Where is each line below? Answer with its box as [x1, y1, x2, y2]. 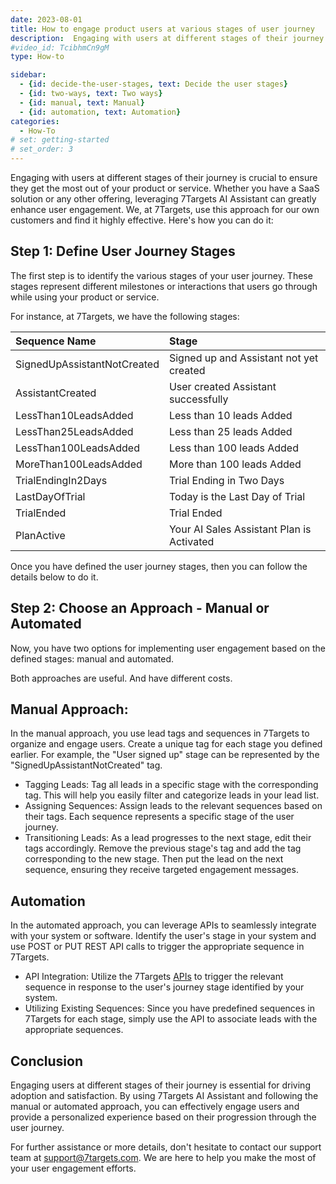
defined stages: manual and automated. [10, 652, 175, 665]
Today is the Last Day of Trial [168, 489, 306, 503]
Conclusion [10, 1052, 84, 1070]
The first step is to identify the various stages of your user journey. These [10, 269, 313, 281]
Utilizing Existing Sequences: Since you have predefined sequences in [24, 1002, 316, 1015]
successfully [168, 392, 229, 406]
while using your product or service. [10, 291, 160, 303]
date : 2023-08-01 [10, 14, 83, 25]
